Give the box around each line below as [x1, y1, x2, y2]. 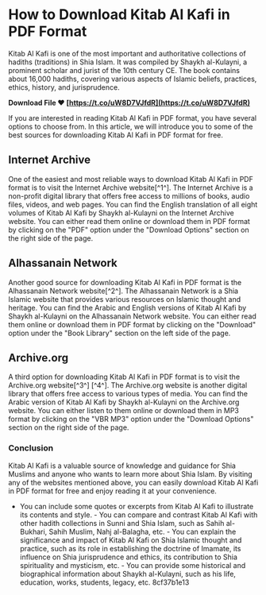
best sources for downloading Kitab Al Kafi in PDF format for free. [8, 129, 224, 140]
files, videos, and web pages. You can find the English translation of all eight [8, 199, 258, 209]
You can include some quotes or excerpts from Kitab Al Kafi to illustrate [19, 501, 254, 511]
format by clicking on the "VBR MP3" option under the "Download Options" [8, 415, 254, 424]
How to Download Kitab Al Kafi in [8, 6, 230, 24]
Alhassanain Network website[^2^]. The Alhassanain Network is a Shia [8, 286, 239, 296]
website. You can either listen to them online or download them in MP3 [8, 406, 240, 415]
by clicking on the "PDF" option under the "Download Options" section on [8, 225, 249, 234]
